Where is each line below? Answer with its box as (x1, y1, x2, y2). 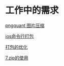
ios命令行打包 (5, 33, 34, 39)
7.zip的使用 (5, 54, 28, 61)
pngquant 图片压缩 (5, 22, 45, 28)
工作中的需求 (5, 5, 59, 16)
